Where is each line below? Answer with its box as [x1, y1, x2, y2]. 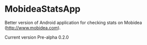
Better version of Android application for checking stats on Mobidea [4, 20, 142, 25]
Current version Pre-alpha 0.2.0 [4, 34, 69, 40]
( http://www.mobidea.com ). [4, 24, 61, 30]
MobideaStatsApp [4, 3, 81, 15]
